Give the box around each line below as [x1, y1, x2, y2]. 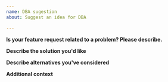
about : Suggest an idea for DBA [6, 14, 86, 20]
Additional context [6, 70, 54, 77]
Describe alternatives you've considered [6, 59, 110, 66]
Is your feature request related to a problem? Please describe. [6, 36, 163, 43]
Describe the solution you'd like [6, 47, 86, 54]
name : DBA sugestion [6, 8, 58, 15]
